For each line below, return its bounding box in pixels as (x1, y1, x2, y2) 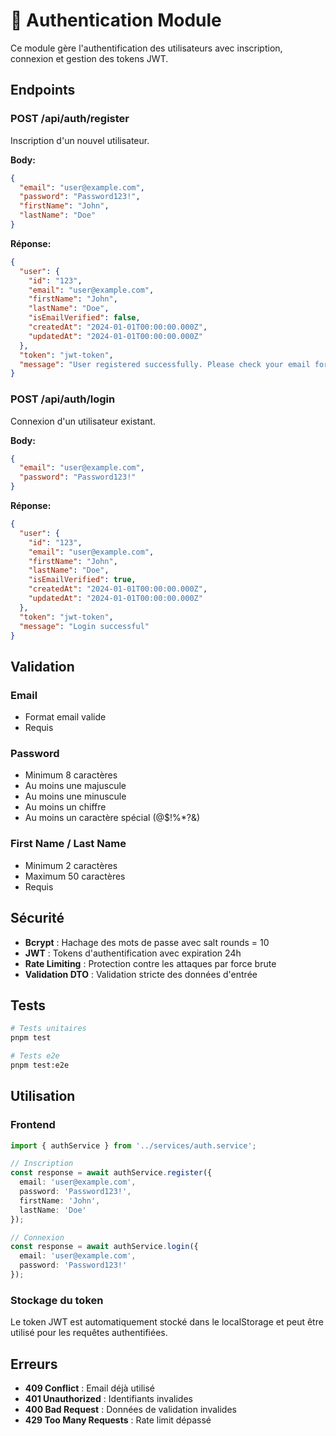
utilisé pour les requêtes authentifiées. (10, 1327, 168, 1339)
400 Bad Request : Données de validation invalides (24, 1404, 237, 1415)
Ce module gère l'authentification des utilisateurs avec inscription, (10, 42, 283, 54)
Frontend (10, 1118, 56, 1132)
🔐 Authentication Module (10, 9, 222, 32)
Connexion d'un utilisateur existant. (10, 415, 156, 427)
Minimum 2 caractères (24, 859, 118, 871)
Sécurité (10, 910, 65, 927)
